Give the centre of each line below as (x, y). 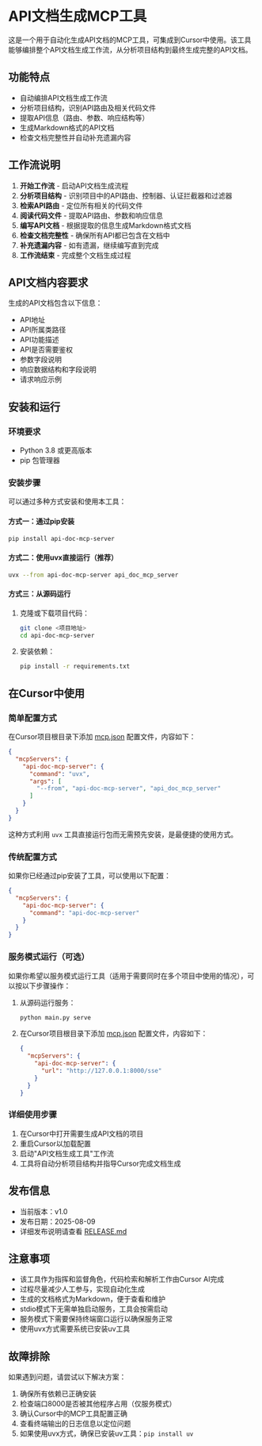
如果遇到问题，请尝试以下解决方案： (67, 1377)
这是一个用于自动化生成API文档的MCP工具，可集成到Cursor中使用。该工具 (130, 40)
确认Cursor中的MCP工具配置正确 (74, 1413)
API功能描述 (39, 340)
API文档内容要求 (48, 282)
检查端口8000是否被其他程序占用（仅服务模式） (98, 1404)
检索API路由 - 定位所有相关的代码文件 (81, 205)
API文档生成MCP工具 (78, 16)
